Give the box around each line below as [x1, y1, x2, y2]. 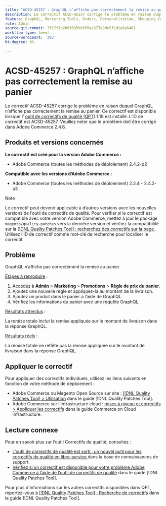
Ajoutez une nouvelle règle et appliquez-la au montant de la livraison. [12, 288, 154, 294]
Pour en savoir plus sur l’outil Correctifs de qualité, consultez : [5, 439, 131, 444]
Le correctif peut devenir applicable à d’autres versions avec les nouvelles [5, 204, 157, 211]
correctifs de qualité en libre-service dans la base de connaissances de [12, 453, 158, 459]
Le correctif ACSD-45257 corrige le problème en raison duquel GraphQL [5, 103, 153, 109]
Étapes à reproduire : [5, 273, 48, 279]
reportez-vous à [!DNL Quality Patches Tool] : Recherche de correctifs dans [5, 490, 160, 496]
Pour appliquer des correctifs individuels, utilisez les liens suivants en [5, 376, 147, 381]
